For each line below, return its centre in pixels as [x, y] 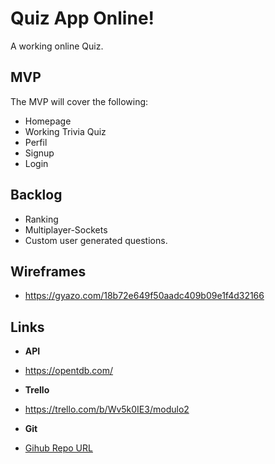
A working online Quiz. [57, 46]
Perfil [36, 142]
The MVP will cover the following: [79, 101]
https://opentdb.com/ [69, 371]
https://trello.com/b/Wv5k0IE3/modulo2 [107, 409]
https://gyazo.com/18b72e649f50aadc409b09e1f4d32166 [144, 296]
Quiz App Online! [82, 18]
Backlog [36, 195]
